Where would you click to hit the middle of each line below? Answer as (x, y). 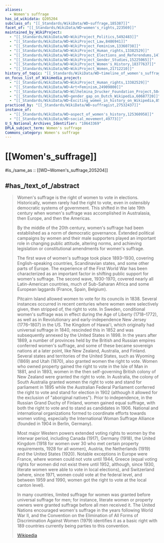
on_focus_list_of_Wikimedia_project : (43, 78)
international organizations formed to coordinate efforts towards (82, 413)
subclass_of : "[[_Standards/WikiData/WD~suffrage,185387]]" (68, 23)
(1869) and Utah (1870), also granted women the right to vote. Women (87, 361)
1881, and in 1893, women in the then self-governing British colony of (86, 372)
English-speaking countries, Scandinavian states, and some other (83, 263)
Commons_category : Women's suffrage (42, 133)
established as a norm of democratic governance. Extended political (86, 233)
